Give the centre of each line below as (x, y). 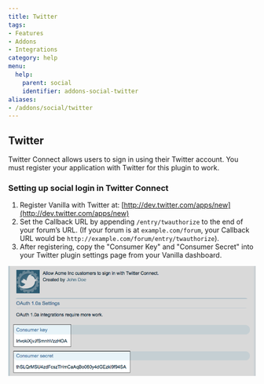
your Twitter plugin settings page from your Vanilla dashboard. (121, 255)
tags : (17, 25)
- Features (26, 33)
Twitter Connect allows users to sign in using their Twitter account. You (123, 159)
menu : (17, 67)
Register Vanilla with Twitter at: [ (71, 205)
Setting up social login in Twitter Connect (88, 188)
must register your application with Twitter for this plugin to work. (114, 168)
